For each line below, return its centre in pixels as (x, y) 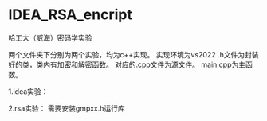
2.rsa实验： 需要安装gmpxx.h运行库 (67, 108)
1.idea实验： (28, 91)
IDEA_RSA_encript (71, 15)
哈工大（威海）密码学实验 (50, 37)
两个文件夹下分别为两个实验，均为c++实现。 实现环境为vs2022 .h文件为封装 (133, 54)
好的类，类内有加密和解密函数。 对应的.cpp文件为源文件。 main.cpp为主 (127, 64)
